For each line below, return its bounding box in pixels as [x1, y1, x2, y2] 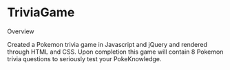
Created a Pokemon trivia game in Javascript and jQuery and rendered [7, 40, 208, 48]
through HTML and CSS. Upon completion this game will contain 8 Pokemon [7, 48, 224, 56]
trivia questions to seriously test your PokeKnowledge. [7, 54, 162, 63]
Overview [7, 27, 34, 35]
